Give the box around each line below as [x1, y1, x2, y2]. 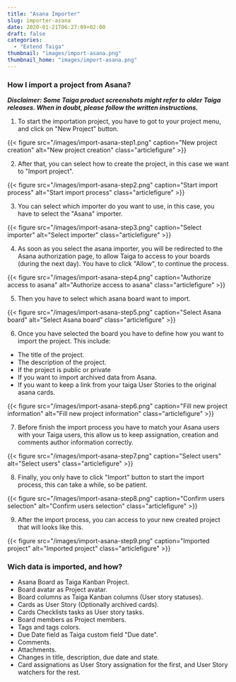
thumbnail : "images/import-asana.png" [7, 50, 122, 57]
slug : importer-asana [7, 17, 71, 24]
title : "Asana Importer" [7, 10, 81, 18]
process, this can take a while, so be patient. [17, 480, 148, 489]
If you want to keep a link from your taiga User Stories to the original [17, 381, 217, 389]
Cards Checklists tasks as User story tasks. [17, 608, 144, 616]
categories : [7, 37, 42, 44]
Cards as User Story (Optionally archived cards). [17, 601, 159, 609]
